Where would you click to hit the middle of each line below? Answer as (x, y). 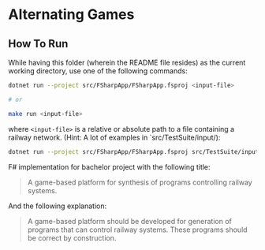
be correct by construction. (72, 237)
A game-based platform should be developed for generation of (130, 221)
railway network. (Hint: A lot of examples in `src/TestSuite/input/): (114, 137)
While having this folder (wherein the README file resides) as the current (127, 62)
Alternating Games (71, 15)
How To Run (38, 44)
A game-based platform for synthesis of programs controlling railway (140, 182)
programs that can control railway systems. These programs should (137, 229)
